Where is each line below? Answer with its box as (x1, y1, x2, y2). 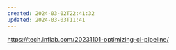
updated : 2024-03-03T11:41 (7, 16, 86, 23)
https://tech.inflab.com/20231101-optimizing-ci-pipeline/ (7, 35, 169, 43)
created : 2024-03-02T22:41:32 (7, 10, 95, 17)
